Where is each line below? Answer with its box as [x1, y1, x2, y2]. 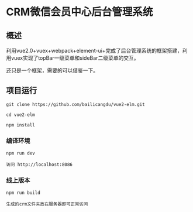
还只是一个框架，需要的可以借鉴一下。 [6, 67, 98, 74]
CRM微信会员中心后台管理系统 [6, 5, 153, 19]
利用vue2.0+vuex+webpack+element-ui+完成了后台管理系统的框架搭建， [6, 47, 183, 54]
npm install [6, 122, 35, 128]
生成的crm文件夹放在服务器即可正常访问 [6, 201, 88, 207]
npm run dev [6, 151, 35, 156]
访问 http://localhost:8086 [6, 162, 73, 167]
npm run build [6, 190, 41, 196]
